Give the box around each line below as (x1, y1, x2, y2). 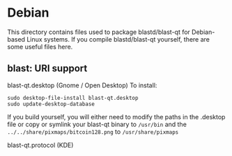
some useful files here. (7, 42, 73, 51)
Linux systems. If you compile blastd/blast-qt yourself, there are (26, 35, 210, 43)
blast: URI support (7, 62, 88, 74)
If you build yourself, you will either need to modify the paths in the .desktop (7, 112, 226, 121)
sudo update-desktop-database (7, 101, 95, 107)
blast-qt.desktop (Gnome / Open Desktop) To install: (7, 81, 157, 89)
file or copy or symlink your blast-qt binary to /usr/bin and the (7, 120, 187, 128)
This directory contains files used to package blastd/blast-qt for (7, 28, 190, 36)
